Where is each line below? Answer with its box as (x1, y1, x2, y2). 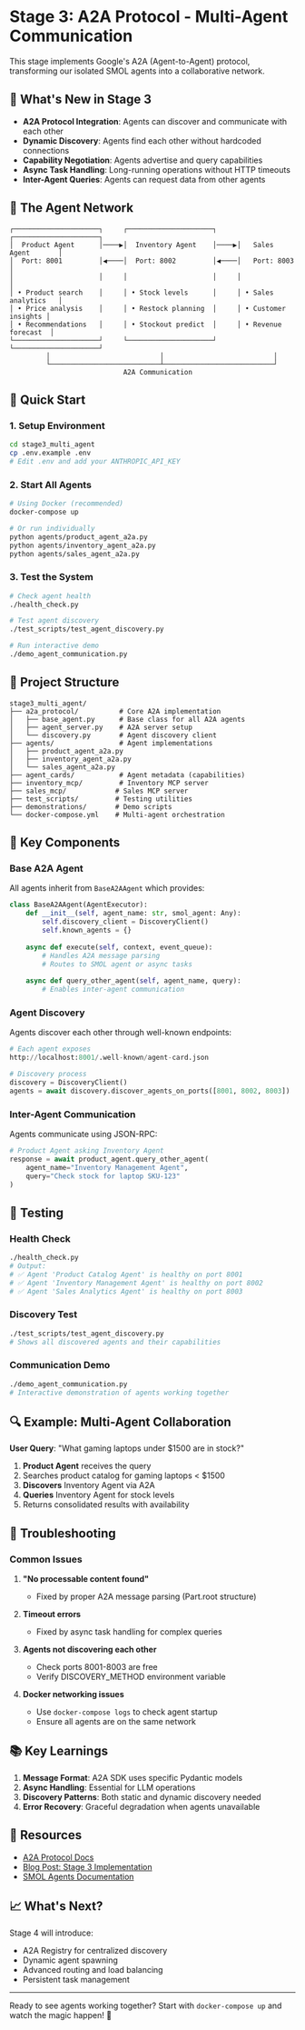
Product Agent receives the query (22, 1461, 152, 1472)
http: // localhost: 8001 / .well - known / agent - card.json (9, 1053, 209, 1063)
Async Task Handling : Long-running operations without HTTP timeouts (22, 164, 290, 175)
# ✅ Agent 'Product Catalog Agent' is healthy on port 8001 (9, 1270, 243, 1279)
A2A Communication (123, 367, 193, 376)
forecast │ (9, 327, 54, 337)
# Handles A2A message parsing (42, 951, 161, 960)
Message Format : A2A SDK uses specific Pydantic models (22, 1772, 243, 1783)
